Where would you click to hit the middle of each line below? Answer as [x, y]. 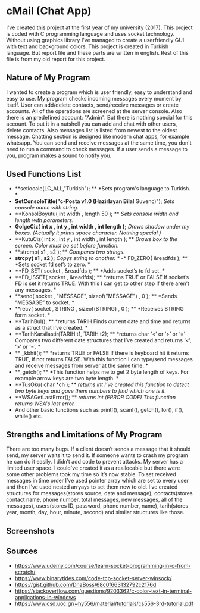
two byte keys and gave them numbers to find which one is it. [90, 390]
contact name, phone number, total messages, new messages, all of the [94, 500]
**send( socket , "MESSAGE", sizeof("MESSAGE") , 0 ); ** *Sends [96, 296]
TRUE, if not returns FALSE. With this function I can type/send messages [104, 359]
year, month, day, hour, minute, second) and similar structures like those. [95, 512]
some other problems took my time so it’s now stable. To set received [91, 474]
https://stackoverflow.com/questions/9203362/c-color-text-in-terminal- [103, 591]
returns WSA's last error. [45, 404]
